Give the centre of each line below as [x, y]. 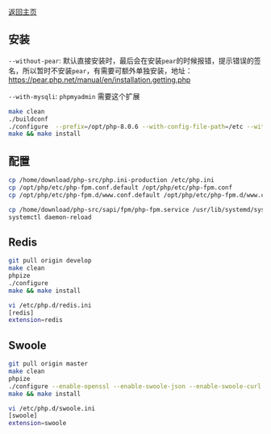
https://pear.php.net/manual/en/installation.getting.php [100, 80]
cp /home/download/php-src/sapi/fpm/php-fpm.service [99, 209]
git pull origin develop [50, 261]
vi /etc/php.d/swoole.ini [52, 408]
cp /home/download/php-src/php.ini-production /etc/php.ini [112, 180]
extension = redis [35, 320]
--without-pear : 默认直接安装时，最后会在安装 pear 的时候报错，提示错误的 [131, 60]
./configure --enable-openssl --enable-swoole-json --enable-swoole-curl [135, 386]
